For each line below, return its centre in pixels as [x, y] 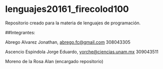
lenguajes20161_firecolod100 [67, 9]
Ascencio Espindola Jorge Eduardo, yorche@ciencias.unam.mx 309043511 [82, 52]
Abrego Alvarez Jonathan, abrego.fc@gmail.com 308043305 [68, 42]
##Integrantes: [20, 32]
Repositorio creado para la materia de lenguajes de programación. [73, 23]
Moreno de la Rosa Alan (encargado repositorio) [54, 61]
